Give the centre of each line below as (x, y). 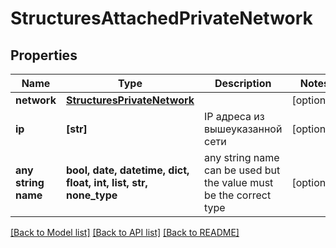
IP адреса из (234, 116)
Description (243, 83)
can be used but (242, 170)
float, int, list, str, (106, 182)
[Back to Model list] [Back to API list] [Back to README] (125, 232)
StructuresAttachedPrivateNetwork (161, 18)
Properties (44, 55)
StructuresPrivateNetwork (130, 100)
